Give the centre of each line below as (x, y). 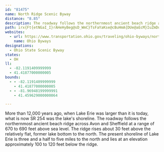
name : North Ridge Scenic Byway (38, 14)
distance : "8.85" (23, 18)
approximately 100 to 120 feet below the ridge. (52, 144)
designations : (20, 46)
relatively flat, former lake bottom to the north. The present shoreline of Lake (82, 134)
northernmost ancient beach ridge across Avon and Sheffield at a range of (80, 124)
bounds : (13, 77)
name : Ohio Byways (32, 41)
